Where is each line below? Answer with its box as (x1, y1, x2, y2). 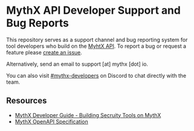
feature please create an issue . (6, 48, 82, 56)
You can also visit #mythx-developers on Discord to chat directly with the (6, 72, 187, 79)
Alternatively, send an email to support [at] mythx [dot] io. (6, 60, 148, 68)
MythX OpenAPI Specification (14, 118, 88, 125)
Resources (6, 96, 47, 106)
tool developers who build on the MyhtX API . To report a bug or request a (6, 42, 187, 50)
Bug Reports (6, 16, 69, 30)
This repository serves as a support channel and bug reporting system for (6, 36, 188, 43)
